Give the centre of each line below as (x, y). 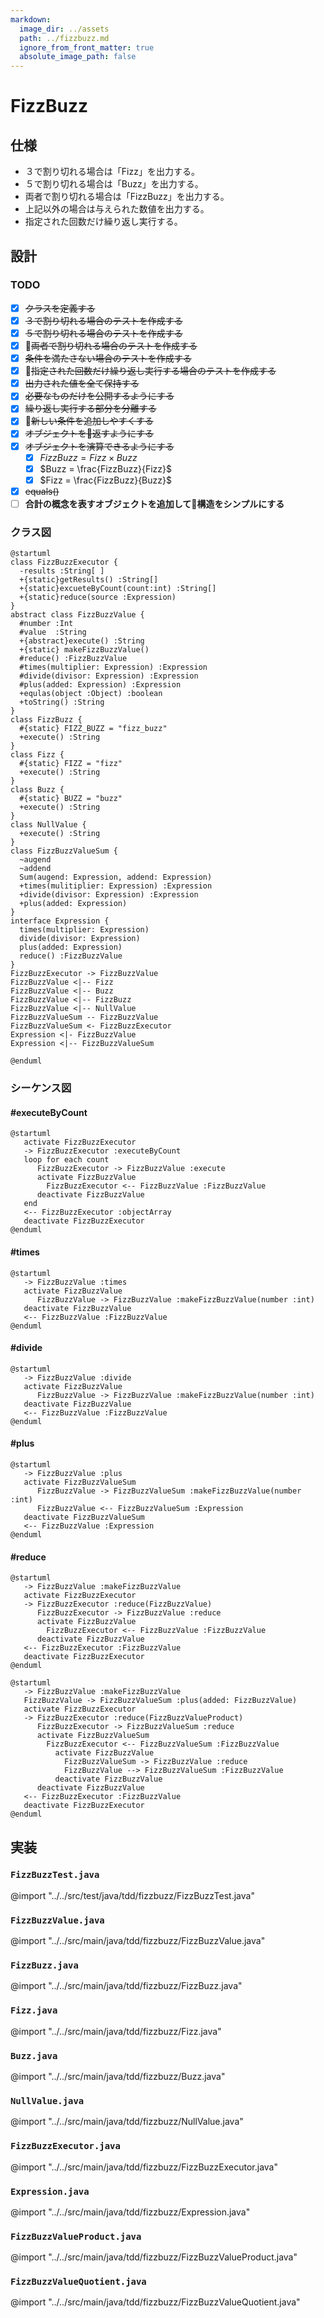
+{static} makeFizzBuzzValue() (84, 650)
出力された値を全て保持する (82, 383)
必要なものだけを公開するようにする (99, 396)
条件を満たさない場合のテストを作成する (108, 358)
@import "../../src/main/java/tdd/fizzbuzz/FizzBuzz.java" (126, 1986)
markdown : (31, 19)
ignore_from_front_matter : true (87, 47)
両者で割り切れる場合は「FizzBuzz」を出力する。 (127, 197)
